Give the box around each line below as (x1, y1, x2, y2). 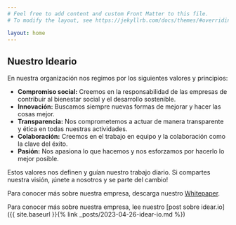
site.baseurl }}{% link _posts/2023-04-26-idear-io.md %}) (16, 210, 186, 219)
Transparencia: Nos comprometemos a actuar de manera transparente (17, 117, 224, 126)
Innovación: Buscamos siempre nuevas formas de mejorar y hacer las (17, 102, 221, 111)
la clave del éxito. (17, 139, 68, 148)
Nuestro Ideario (7, 55, 77, 67)
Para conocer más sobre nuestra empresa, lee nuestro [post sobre (7, 203, 200, 211)
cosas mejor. (17, 110, 55, 118)
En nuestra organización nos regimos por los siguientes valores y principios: (7, 74, 228, 83)
